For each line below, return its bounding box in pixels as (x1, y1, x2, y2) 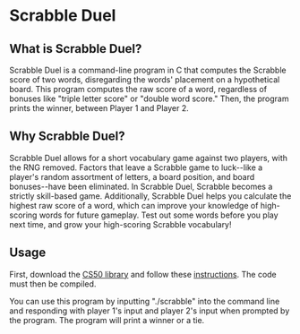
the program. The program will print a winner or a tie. (9, 314, 205, 325)
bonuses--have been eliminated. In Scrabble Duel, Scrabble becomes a (9, 181, 273, 192)
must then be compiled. (9, 278, 97, 289)
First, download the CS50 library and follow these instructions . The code (9, 269, 278, 279)
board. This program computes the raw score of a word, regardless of (9, 84, 267, 94)
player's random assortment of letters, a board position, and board (9, 171, 255, 182)
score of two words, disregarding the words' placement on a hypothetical (9, 74, 280, 85)
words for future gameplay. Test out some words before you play (39, 210, 279, 220)
